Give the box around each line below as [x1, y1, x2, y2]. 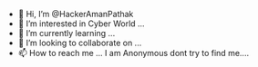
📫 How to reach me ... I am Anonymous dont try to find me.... [17, 48, 249, 58]
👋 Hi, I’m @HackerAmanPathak [17, 9, 134, 19]
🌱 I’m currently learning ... [17, 28, 116, 38]
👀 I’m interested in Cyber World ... [17, 18, 145, 29]
